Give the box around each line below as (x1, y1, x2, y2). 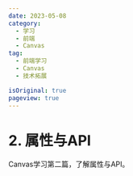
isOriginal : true (8, 86, 67, 94)
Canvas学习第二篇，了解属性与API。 (8, 159, 130, 170)
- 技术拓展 (15, 72, 48, 80)
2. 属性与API (8, 131, 91, 149)
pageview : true (8, 94, 60, 102)
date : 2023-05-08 (8, 11, 67, 20)
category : (8, 19, 42, 27)
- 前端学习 (15, 57, 48, 65)
